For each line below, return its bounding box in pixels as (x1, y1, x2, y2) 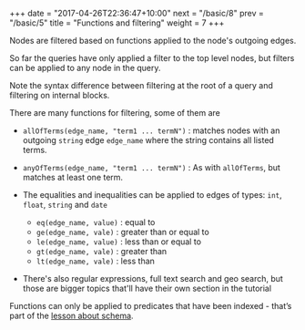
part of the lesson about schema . (9, 310, 134, 321)
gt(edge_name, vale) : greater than (36, 246, 168, 256)
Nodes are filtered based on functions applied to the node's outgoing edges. (9, 36, 297, 46)
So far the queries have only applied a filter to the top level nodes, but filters (9, 53, 295, 63)
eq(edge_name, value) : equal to (36, 217, 156, 227)
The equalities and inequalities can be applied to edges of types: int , (22, 190, 282, 200)
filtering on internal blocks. (9, 90, 110, 100)
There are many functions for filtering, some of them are (9, 108, 221, 118)
